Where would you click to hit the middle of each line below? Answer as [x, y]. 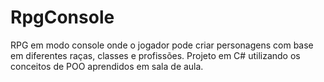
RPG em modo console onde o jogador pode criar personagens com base [162, 45]
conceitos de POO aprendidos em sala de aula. [107, 66]
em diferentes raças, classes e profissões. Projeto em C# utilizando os [155, 55]
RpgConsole [62, 17]
